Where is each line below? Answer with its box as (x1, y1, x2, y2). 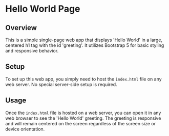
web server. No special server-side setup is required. (5, 81, 117, 87)
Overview (5, 23, 37, 32)
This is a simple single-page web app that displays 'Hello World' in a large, (5, 37, 163, 43)
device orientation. (5, 126, 45, 132)
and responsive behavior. (5, 48, 59, 53)
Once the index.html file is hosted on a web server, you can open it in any (5, 110, 161, 116)
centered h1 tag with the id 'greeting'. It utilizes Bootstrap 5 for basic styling (5, 42, 164, 48)
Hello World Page (5, 3, 80, 15)
